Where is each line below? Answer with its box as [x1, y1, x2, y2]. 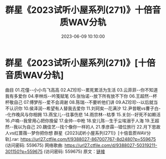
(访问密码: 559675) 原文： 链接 [43, 148, 105, 154]
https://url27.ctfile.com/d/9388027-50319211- [64, 142, 158, 148]
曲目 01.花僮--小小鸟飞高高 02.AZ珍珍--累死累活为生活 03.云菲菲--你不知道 [5, 87, 158, 93]
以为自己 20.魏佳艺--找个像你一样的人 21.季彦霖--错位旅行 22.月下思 [17, 124, 157, 129]
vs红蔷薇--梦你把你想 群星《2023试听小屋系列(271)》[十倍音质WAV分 [9, 130, 151, 136]
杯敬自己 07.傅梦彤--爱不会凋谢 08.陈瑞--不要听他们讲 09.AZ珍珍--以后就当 [5, 99, 158, 105]
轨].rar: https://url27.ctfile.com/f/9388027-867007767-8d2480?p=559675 [5, 136, 156, 142]
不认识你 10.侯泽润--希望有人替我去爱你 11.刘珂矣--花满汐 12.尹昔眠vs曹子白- [5, 105, 161, 111]
